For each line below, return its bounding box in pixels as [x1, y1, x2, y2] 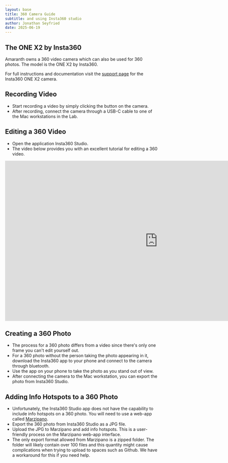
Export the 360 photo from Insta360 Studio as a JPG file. [12, 421, 127, 427]
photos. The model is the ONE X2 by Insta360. [5, 61, 98, 67]
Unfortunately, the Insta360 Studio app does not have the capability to [12, 405, 153, 412]
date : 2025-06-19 [5, 25, 40, 30]
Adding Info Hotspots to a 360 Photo [5, 393, 118, 401]
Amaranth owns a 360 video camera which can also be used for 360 [5, 56, 143, 62]
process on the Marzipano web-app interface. [29, 432, 121, 438]
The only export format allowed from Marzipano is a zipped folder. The [12, 437, 154, 443]
